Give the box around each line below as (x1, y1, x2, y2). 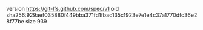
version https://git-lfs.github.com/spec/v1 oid (6, 5, 119, 12)
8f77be (6, 18, 24, 25)
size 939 (25, 18, 47, 25)
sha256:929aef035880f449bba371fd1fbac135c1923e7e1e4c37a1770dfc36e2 (6, 11, 198, 19)
